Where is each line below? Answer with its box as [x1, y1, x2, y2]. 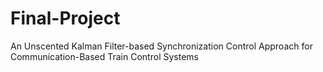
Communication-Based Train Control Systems [10, 50, 199, 62]
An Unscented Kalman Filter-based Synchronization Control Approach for [10, 40, 313, 52]
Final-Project [10, 7, 121, 30]
